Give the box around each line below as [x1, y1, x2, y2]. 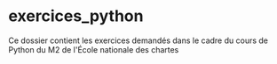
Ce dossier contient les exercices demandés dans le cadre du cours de [8, 35, 268, 46]
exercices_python [8, 6, 144, 26]
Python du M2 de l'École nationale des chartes [8, 44, 179, 54]
